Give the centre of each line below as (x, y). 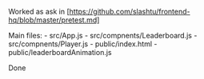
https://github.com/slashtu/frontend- (130, 12)
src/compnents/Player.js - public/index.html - (83, 44)
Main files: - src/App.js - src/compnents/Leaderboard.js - (103, 36)
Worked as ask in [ (39, 12)
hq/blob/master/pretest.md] (54, 20)
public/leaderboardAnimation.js (60, 52)
